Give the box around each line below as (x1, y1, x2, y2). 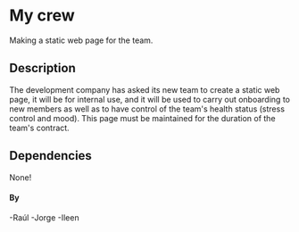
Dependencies (9, 148, 92, 163)
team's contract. (9, 122, 70, 133)
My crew (9, 5, 76, 26)
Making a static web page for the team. (9, 35, 154, 46)
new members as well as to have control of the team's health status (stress (9, 104, 286, 114)
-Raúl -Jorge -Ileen (9, 211, 79, 223)
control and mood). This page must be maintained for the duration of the (9, 112, 276, 123)
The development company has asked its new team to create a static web (9, 84, 280, 95)
